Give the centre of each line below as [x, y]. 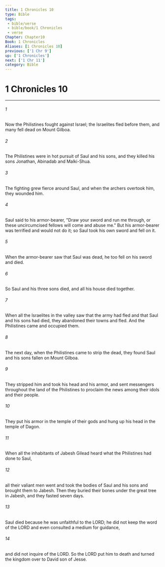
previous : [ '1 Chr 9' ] [28, 51]
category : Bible [22, 65]
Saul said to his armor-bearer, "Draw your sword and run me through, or [78, 220]
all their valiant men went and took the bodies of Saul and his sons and [77, 485]
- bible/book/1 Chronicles [35, 28]
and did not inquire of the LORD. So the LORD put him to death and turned [80, 554]
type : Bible [17, 14]
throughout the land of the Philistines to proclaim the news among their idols [82, 389]
